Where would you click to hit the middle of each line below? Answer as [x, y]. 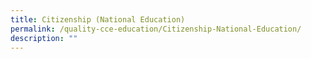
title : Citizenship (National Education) [98, 19]
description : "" [44, 38]
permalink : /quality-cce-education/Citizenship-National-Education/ [156, 29]
